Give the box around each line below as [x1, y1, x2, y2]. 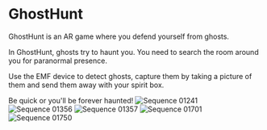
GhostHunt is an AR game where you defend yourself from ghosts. [8, 31, 230, 41]
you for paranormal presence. [8, 56, 107, 65]
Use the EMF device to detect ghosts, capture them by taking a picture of [8, 71, 252, 81]
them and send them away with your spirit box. [8, 80, 165, 90]
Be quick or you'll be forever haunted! [8, 95, 134, 105]
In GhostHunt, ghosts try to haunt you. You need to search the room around [8, 47, 260, 57]
